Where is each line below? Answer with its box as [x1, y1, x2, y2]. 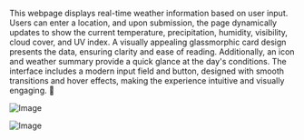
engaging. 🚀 [9, 85, 54, 95]
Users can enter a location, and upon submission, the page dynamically [9, 17, 278, 28]
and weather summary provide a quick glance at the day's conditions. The [9, 56, 288, 66]
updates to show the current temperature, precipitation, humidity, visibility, [9, 27, 289, 37]
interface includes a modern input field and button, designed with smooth [9, 65, 284, 76]
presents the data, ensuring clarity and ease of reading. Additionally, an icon [9, 46, 295, 57]
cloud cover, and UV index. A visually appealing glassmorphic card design [9, 36, 287, 47]
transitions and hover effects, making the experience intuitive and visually [9, 75, 285, 85]
